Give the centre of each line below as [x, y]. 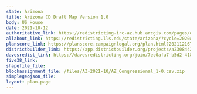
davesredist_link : [28, 55]
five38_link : [22, 60]
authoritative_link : [31, 33]
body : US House [25, 22]
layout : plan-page [28, 82]
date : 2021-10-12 [27, 28]
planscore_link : [26, 44]
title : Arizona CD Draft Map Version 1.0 [57, 17]
